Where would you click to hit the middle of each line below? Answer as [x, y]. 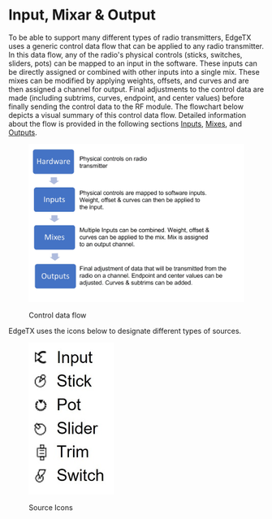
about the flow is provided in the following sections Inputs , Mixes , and [125, 123]
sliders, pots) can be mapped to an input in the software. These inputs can [133, 63]
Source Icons [51, 507]
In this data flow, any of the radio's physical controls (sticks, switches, [125, 54]
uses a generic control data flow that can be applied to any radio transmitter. [136, 45]
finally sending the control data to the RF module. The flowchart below [126, 106]
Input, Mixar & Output [82, 15]
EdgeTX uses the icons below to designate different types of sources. [125, 331]
